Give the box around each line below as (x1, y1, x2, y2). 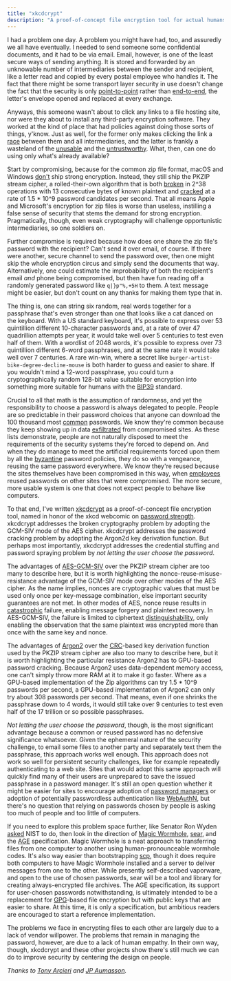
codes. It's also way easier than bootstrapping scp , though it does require (7, 851, 217, 859)
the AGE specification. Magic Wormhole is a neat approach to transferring (7, 837, 217, 845)
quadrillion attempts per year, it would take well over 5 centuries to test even (7, 331, 223, 339)
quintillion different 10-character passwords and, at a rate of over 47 (7, 324, 201, 332)
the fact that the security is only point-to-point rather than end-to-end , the (7, 87, 218, 95)
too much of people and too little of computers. (7, 808, 141, 817)
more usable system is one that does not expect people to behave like (7, 484, 206, 492)
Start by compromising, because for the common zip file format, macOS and (7, 165, 223, 173)
